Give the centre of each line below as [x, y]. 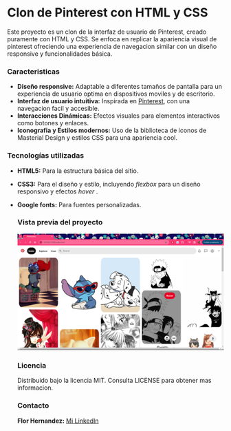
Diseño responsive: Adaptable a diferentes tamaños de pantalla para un [119, 87]
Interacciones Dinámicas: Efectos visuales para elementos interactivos [118, 116]
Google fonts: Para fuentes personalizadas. [79, 204]
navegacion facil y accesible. [58, 109]
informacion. [35, 388]
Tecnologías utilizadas [46, 156]
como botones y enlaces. [53, 123]
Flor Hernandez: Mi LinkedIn [58, 421]
